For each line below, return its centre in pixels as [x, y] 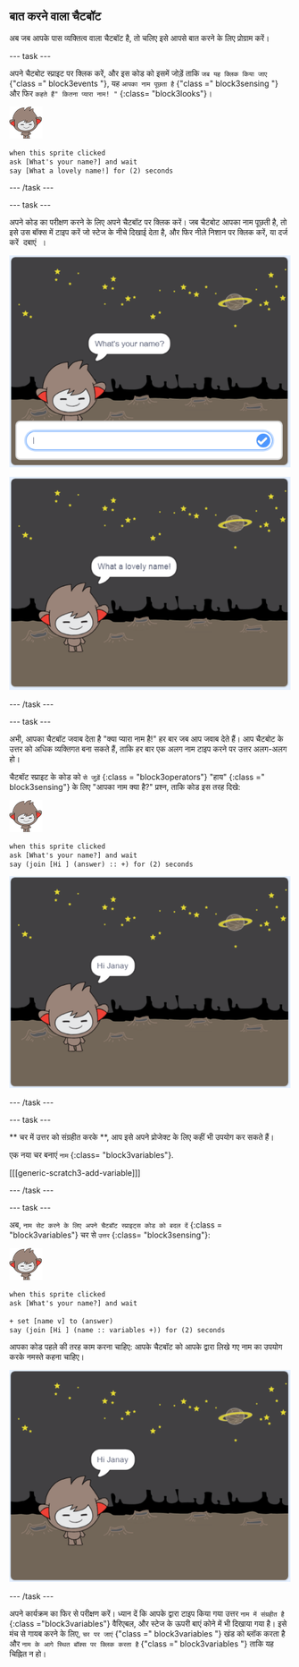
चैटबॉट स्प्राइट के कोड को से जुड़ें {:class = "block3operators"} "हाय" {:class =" [137, 777]
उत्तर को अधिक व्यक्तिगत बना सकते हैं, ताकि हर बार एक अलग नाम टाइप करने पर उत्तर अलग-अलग [148, 749]
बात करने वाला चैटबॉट [55, 17]
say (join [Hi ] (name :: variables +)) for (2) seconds [117, 1330]
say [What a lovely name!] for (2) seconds [91, 171]
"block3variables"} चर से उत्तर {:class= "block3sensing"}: [110, 1235]
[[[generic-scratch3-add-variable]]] [75, 1172]
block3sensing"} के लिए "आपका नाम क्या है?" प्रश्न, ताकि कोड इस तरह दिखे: [125, 787]
